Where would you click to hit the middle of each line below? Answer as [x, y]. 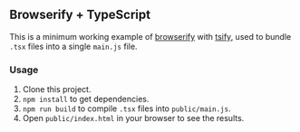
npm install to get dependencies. [86, 99]
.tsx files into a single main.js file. [73, 46]
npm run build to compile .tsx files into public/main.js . [126, 108]
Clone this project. [57, 90]
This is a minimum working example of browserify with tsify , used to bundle [150, 36]
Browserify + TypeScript [80, 15]
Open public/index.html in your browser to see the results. [133, 118]
